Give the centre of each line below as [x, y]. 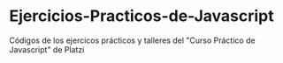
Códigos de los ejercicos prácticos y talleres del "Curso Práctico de [132, 40]
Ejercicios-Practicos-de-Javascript [141, 16]
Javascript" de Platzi [47, 49]
